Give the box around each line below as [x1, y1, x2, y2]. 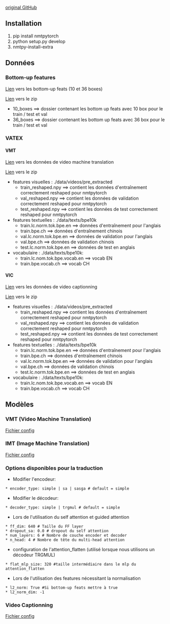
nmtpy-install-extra [12, 44, 54, 50]
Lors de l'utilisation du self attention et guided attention [12, 514, 130, 520]
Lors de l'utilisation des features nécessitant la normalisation [12, 575, 141, 581]
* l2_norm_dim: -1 [5, 590, 45, 595]
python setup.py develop [12, 38, 66, 44]
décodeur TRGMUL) [12, 552, 55, 558]
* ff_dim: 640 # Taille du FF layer [5, 524, 83, 529]
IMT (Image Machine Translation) [5, 440, 90, 447]
